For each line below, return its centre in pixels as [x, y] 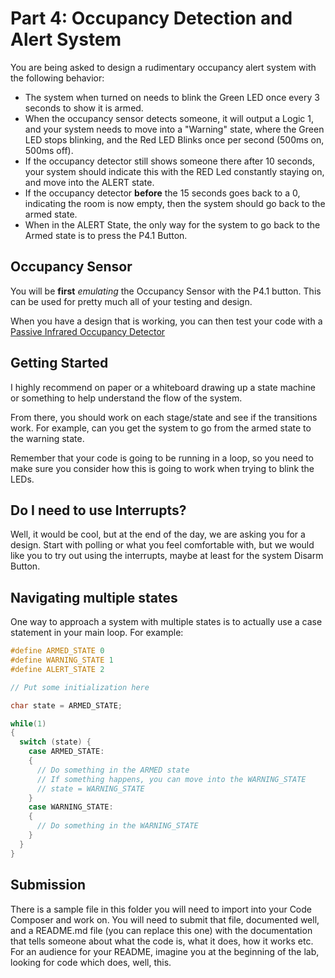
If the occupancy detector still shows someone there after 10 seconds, [169, 161]
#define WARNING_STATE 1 [62, 660]
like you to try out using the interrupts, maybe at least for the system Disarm [167, 556]
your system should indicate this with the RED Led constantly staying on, [174, 171]
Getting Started [59, 363]
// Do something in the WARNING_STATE [117, 826]
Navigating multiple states [94, 597]
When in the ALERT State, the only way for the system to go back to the [172, 224]
